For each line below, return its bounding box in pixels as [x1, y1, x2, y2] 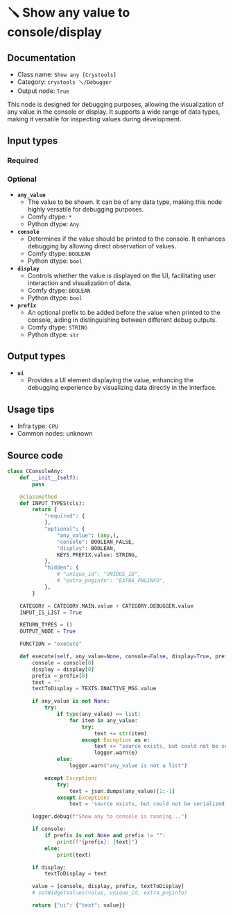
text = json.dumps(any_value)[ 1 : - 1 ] [69, 787, 175, 794]
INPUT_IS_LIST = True [19, 609, 82, 616]
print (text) [56, 851, 92, 858]
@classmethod [19, 493, 58, 500]
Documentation [7, 52, 76, 64]
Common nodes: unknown [17, 429, 93, 438]
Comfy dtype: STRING [27, 323, 88, 331]
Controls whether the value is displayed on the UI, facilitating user [27, 271, 216, 280]
